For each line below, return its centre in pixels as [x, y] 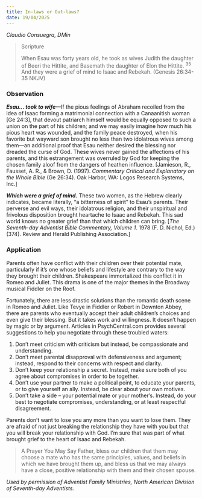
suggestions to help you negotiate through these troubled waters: [87, 332]
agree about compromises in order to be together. [77, 376]
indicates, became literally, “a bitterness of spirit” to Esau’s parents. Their [97, 202]
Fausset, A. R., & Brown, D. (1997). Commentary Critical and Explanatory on [100, 171]
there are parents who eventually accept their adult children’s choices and [98, 313]
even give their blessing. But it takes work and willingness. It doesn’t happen [101, 319]
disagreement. [33, 408]
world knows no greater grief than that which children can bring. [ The [93, 222]
